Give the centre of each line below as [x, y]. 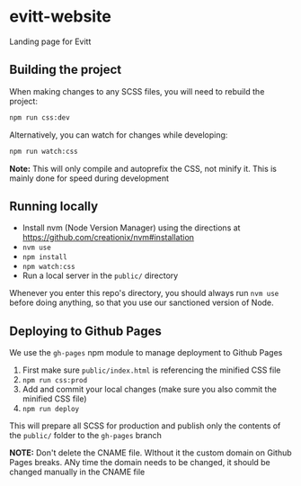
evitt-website [61, 17]
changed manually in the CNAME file [77, 472]
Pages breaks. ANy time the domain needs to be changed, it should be [140, 463]
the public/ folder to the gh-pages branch [85, 436]
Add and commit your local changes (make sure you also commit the [149, 390]
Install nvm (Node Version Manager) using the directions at [131, 228]
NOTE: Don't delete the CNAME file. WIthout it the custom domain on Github [150, 453]
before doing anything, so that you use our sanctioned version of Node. [142, 302]
